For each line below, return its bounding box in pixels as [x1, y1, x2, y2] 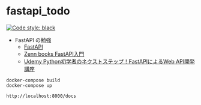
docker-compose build [6, 77, 61, 83]
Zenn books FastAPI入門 [23, 50, 85, 58]
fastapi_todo [6, 4, 70, 18]
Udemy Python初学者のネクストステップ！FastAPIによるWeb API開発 [23, 58, 195, 65]
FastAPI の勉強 [14, 36, 52, 43]
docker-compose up [6, 82, 52, 88]
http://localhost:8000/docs [6, 93, 77, 99]
